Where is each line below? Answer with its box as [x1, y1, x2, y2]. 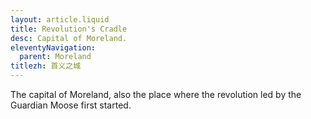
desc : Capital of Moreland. [10, 33, 128, 43]
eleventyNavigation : [10, 42, 97, 53]
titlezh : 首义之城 [10, 61, 82, 71]
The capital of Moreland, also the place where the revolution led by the [10, 89, 302, 100]
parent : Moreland [19, 52, 92, 62]
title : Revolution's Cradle [10, 24, 128, 34]
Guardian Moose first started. [10, 99, 132, 111]
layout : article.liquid [10, 14, 110, 25]
